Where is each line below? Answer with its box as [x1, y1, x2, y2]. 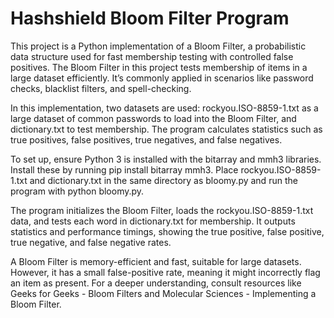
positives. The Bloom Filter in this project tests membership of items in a [10, 61, 308, 73]
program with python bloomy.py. [10, 185, 145, 197]
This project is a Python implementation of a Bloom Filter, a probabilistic [10, 40, 307, 52]
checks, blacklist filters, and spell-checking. [10, 82, 192, 94]
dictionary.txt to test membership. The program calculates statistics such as [10, 123, 323, 135]
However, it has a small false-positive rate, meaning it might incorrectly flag [10, 266, 321, 278]
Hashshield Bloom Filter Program [10, 7, 290, 30]
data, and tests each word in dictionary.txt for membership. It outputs [10, 215, 296, 227]
